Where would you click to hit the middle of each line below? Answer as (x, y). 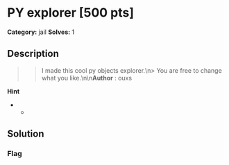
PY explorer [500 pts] (70, 13)
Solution (26, 134)
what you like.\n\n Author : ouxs (87, 78)
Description (33, 54)
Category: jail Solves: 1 (41, 32)
